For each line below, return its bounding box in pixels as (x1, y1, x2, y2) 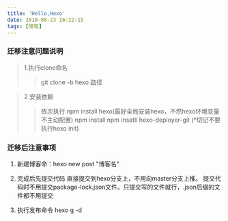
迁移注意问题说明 (7, 47, 63, 56)
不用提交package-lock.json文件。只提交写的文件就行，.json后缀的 (29, 183, 215, 191)
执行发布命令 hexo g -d (16, 206, 83, 214)
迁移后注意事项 (7, 143, 57, 153)
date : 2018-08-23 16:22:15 (7, 16, 84, 23)
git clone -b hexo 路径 (40, 78, 102, 86)
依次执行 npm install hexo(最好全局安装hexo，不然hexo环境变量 (40, 107, 220, 115)
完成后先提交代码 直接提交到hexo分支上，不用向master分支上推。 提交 (16, 174, 215, 182)
